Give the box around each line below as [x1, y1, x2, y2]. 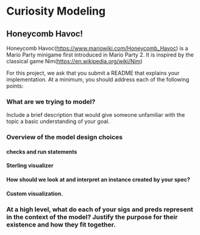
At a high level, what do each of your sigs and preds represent [6, 205, 193, 214]
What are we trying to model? [6, 97, 96, 106]
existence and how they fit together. [6, 220, 116, 229]
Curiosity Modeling [6, 4, 105, 18]
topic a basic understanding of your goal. [6, 118, 110, 125]
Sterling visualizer [6, 162, 54, 169]
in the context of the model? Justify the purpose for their [6, 212, 178, 221]
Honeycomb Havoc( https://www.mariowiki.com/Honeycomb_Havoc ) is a [6, 44, 188, 52]
